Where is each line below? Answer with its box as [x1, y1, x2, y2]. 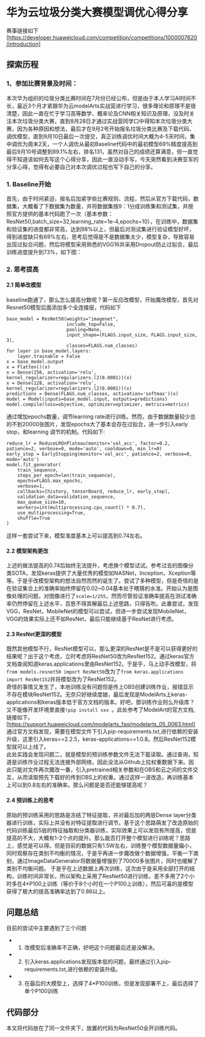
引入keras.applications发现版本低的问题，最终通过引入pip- [24, 958, 172, 966]
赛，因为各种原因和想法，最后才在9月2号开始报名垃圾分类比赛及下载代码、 [6, 125, 195, 132]
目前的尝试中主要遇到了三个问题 [6, 925, 87, 932]
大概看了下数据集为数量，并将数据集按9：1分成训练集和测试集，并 [22, 202, 189, 209]
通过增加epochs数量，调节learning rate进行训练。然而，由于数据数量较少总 [6, 413, 196, 420]
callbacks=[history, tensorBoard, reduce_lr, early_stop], [17, 489, 171, 495]
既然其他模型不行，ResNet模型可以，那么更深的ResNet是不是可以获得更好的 [6, 645, 198, 652]
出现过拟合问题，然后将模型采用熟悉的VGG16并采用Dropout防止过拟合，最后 [6, 241, 199, 248]
